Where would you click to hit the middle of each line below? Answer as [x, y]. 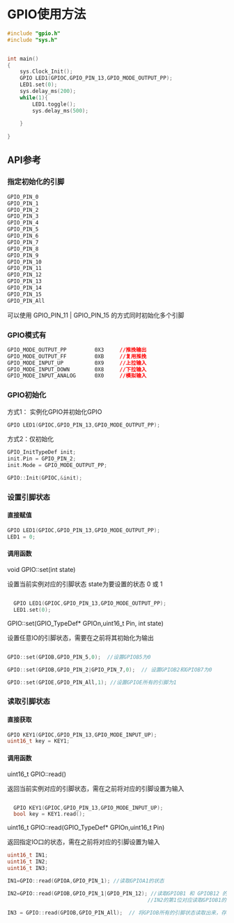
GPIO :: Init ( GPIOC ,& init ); [45, 478]
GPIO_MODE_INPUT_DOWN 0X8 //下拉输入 [77, 369]
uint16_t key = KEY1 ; [39, 741]
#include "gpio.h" [34, 33]
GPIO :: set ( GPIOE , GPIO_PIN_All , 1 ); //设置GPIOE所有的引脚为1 [92, 682]
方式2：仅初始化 [31, 439]
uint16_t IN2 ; [28, 862]
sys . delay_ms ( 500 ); [61, 110]
